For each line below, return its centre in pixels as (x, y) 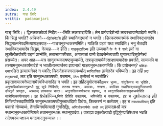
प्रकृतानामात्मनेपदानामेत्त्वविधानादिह (31, 82)
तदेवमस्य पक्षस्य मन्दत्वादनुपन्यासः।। (33, 118)
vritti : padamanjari (27, 19)
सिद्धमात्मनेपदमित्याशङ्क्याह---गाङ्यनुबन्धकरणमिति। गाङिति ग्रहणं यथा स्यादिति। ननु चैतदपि (76, 43)
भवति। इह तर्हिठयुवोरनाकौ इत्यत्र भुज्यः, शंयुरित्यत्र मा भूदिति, (106, 82)
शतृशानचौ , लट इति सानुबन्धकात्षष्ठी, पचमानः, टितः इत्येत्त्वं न (49, 77)
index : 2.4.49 (21, 10)
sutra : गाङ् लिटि (21, 14)
